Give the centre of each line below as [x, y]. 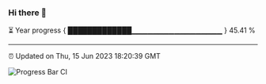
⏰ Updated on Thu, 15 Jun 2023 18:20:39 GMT [84, 56]
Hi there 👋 [28, 13]
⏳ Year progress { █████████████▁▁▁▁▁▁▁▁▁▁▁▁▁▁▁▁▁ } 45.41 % [132, 30]
